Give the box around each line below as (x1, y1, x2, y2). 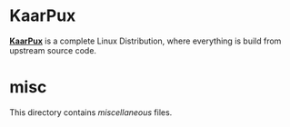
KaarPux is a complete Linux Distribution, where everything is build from (9, 35, 282, 46)
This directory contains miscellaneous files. (9, 106, 173, 118)
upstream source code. (9, 44, 97, 55)
